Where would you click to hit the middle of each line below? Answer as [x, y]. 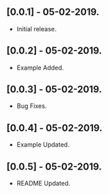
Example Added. [40, 67]
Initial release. [36, 29]
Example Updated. [43, 145]
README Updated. [43, 184]
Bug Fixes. [32, 106]
